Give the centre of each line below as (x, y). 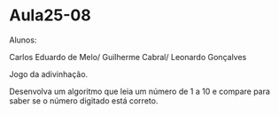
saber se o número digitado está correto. (84, 100)
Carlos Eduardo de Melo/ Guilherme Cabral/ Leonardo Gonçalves (128, 57)
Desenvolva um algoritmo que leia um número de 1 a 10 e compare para (139, 91)
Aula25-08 (50, 15)
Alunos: (23, 40)
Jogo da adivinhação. (49, 74)
